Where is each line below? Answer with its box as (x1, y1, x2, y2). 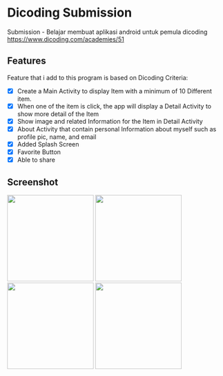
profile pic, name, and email (17, 133, 97, 141)
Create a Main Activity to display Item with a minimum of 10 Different (17, 86, 213, 95)
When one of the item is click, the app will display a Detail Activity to (17, 102, 212, 110)
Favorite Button (17, 148, 61, 156)
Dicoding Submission (7, 5, 133, 21)
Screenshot (7, 176, 59, 188)
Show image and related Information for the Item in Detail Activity (17, 117, 204, 125)
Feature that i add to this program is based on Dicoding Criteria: (7, 73, 188, 82)
